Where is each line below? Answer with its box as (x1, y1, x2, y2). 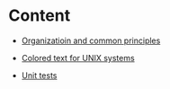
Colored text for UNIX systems (21, 52, 136, 63)
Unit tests (21, 69, 58, 81)
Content (8, 5, 71, 26)
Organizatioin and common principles (21, 35, 161, 46)
